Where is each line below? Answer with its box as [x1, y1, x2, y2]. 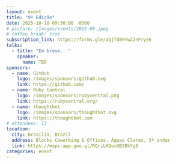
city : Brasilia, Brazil [11, 132, 71, 138]
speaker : [17, 53, 39, 59]
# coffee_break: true [6, 31, 61, 37]
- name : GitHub [11, 70, 50, 76]
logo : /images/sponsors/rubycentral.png [17, 93, 120, 99]
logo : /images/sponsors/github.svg [17, 76, 106, 82]
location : [6, 126, 31, 132]
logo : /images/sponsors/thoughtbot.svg [17, 109, 117, 115]
